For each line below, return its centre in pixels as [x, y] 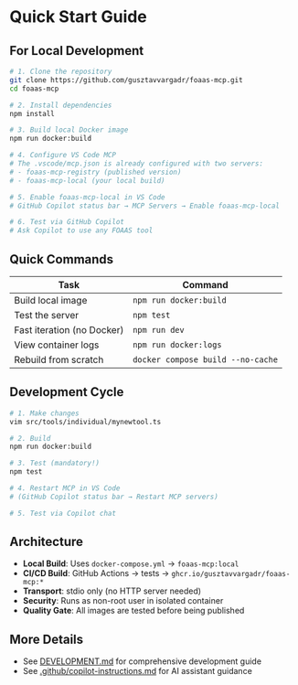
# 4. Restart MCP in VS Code [65, 488]
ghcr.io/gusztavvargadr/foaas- [231, 574]
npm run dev [158, 330]
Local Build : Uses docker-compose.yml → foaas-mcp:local [131, 563]
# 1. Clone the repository [61, 71]
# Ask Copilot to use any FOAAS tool [81, 230]
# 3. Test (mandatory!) [55, 464]
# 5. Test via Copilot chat [63, 513]
